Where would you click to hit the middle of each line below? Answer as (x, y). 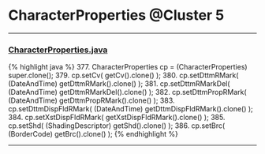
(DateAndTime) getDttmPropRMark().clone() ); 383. (91, 100)
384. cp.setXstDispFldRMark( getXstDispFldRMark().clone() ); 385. (117, 118)
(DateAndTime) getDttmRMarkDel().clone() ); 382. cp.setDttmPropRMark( (127, 92)
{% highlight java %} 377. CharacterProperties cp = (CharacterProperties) (128, 67)
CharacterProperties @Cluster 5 (116, 15)
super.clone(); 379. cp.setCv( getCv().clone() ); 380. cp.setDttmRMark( (123, 75)
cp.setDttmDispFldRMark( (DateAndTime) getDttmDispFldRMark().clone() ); (131, 109)
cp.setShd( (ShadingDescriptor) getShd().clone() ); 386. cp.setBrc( (117, 126)
